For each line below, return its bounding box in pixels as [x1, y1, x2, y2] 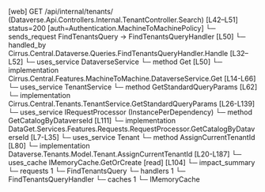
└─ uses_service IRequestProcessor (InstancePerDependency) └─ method [8, 107, 253, 117]
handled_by [8, 40, 47, 50]
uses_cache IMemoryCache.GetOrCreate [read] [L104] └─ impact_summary [8, 158, 256, 167]
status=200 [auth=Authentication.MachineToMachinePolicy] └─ [8, 24, 216, 32]
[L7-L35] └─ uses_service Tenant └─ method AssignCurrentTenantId [30, 133, 256, 141]
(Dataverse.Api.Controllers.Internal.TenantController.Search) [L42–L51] [8, 15, 239, 24]
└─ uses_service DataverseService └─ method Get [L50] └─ [25, 57, 223, 66]
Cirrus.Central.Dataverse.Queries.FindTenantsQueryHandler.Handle [8, 49, 229, 58]
